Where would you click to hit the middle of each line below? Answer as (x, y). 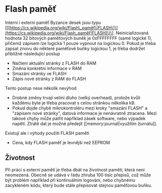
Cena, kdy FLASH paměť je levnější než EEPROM (61, 142)
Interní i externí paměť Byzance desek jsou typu (53, 22)
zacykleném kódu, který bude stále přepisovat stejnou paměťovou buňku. (79, 185)
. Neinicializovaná (131, 33)
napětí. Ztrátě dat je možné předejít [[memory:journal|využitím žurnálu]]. (84, 124)
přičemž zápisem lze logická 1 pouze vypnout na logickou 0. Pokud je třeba (81, 43)
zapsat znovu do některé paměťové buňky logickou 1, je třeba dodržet (75, 48)
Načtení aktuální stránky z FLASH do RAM (54, 63)
